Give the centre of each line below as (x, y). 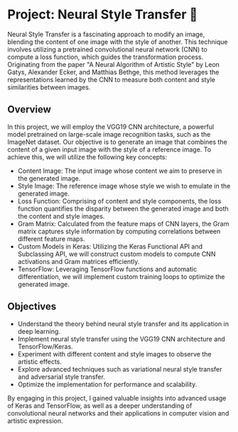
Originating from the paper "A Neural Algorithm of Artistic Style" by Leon (114, 64)
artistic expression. (35, 421)
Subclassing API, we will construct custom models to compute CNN (117, 254)
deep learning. (39, 331)
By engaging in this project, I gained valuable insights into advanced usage (117, 398)
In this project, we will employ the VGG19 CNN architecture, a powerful (111, 127)
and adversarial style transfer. (61, 376)
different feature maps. (51, 238)
